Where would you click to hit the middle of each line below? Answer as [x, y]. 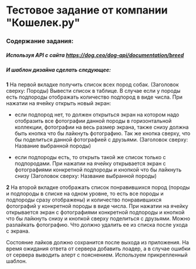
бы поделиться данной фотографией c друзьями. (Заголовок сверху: [101, 140]
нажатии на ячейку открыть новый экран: [59, 103]
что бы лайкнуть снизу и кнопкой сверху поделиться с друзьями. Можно [98, 218]
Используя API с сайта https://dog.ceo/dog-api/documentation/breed [95, 55]
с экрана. [18, 231]
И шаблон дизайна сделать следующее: [59, 70]
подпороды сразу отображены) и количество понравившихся [84, 200]
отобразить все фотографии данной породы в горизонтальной [93, 121]
